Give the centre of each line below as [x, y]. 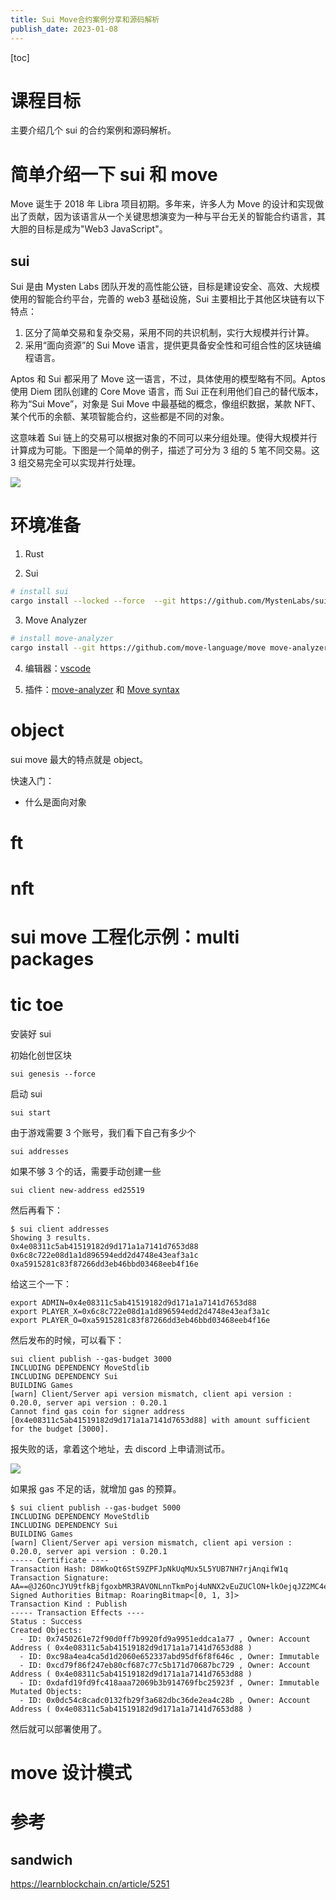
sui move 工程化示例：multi [125, 937]
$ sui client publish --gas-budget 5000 [96, 1508]
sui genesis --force [53, 1074]
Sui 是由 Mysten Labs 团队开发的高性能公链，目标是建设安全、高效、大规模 [165, 287]
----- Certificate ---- [60, 1561]
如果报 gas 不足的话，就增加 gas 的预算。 [96, 1489]
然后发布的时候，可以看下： [67, 1340]
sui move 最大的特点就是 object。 [79, 759]
